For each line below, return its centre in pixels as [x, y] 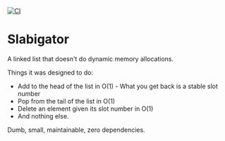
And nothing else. [43, 116]
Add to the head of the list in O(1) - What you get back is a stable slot [118, 86]
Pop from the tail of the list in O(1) [66, 101]
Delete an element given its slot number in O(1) [85, 109]
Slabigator [38, 39]
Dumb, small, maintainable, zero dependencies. [77, 130]
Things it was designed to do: [50, 72]
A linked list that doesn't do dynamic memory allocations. [91, 59]
